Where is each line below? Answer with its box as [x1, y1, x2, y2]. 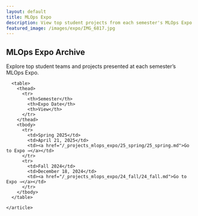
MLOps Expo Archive [6, 47, 85, 57]
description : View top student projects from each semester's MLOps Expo [6, 20, 193, 25]
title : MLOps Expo [6, 14, 52, 20]
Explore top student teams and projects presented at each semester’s [6, 63, 176, 70]
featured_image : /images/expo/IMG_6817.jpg [6, 25, 116, 31]
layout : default [6, 8, 46, 15]
